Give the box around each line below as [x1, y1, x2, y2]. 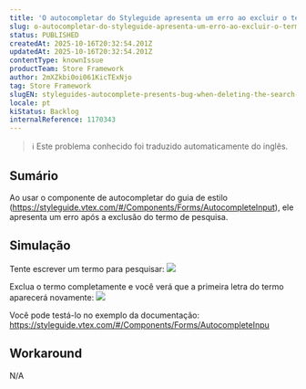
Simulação [9, 238, 71, 254]
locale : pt [9, 98, 51, 108]
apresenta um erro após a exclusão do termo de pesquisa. [9, 211, 229, 222]
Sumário [9, 168, 59, 184]
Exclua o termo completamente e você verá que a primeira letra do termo [9, 280, 284, 292]
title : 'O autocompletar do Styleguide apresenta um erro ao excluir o [9, 13, 287, 23]
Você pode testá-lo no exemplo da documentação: [9, 310, 200, 321]
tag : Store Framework [9, 81, 92, 90]
